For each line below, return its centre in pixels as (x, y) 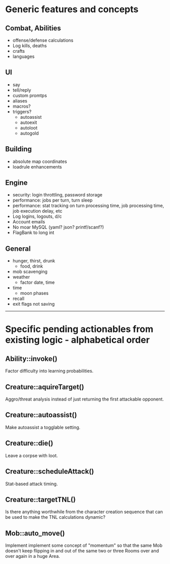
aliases (20, 101)
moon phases (34, 293)
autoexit (29, 122)
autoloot (29, 127)
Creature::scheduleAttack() (50, 471)
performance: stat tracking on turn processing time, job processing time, (88, 206)
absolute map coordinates (40, 161)
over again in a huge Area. (33, 556)
